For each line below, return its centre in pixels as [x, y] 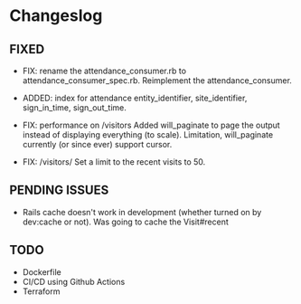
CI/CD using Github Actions [74, 281]
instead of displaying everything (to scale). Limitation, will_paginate [148, 135]
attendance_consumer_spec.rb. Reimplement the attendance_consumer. [157, 81]
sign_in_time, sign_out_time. [74, 108]
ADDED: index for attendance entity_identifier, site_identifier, [135, 98]
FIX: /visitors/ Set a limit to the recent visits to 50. [114, 162]
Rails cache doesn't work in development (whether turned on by [142, 212]
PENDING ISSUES [59, 190]
